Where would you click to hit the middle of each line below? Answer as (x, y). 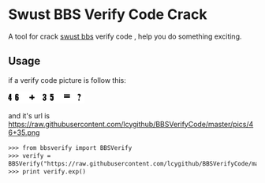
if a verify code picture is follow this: (67, 80)
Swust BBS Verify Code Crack (108, 15)
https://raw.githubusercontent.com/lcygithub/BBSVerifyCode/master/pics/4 (131, 124)
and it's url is (29, 115)
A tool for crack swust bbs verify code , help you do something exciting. (125, 36)
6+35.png (24, 133)
